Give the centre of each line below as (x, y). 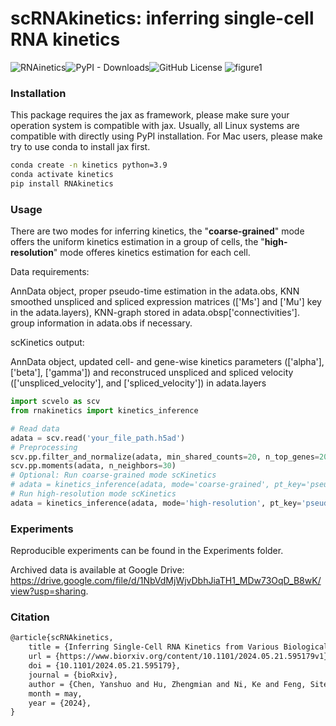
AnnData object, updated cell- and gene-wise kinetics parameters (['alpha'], (167, 362)
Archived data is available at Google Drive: (97, 570)
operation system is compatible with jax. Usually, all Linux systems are (155, 126)
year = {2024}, (60, 703)
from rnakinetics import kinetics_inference (104, 411)
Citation (30, 617)
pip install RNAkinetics (62, 183)
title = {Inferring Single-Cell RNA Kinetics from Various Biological (178, 647)
